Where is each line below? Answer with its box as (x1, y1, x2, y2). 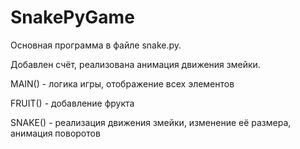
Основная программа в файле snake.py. (10, 39, 182, 51)
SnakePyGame (10, 6, 135, 29)
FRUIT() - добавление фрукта (10, 97, 135, 109)
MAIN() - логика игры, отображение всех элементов (10, 77, 235, 90)
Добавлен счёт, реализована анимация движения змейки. (10, 58, 261, 70)
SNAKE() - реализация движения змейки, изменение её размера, (10, 116, 292, 128)
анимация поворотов (10, 127, 101, 139)
